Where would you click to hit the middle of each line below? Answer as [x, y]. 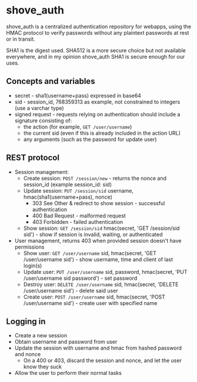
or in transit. [21, 39]
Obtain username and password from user [66, 342]
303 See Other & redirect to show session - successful [98, 203]
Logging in [26, 321]
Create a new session [41, 336]
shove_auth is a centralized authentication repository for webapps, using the [99, 26]
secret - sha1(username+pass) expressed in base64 [78, 95]
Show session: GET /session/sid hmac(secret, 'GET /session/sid [101, 228]
